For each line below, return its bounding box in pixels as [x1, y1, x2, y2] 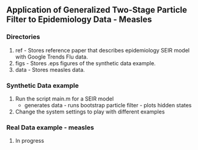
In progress [15, 137, 45, 145]
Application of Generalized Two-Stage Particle [6, 5, 188, 15]
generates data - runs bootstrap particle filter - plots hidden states [24, 101, 192, 109]
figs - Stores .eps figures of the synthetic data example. [15, 59, 156, 66]
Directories [6, 33, 40, 41]
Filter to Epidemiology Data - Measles [6, 15, 152, 25]
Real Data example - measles [6, 123, 95, 132]
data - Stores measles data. [15, 66, 86, 73]
